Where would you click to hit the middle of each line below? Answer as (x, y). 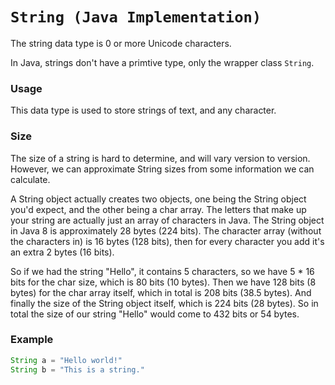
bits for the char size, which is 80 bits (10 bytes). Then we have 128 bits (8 (163, 282)
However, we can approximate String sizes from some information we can (162, 169)
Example (32, 340)
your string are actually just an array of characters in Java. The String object (167, 220)
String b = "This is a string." (77, 369)
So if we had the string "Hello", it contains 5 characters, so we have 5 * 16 (162, 271)
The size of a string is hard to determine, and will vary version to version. (160, 158)
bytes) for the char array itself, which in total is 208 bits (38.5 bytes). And (161, 292)
